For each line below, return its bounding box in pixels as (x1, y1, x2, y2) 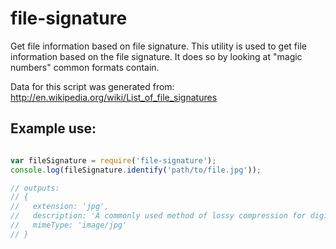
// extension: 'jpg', (10, 202, 110, 212)
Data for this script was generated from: (10, 80, 175, 92)
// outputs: (10, 183, 60, 193)
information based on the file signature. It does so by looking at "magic (10, 50, 303, 62)
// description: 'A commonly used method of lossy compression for (10, 211, 307, 221)
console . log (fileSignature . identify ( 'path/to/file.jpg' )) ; (10, 165, 262, 175)
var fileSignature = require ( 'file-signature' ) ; (10, 155, 217, 166)
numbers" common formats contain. (10, 61, 160, 73)
